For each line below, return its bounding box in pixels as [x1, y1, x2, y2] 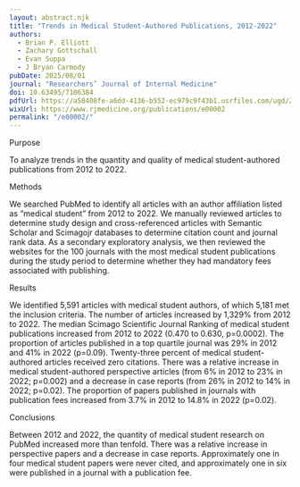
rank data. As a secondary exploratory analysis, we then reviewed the [9, 237, 266, 248]
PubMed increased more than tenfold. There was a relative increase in [9, 439, 268, 449]
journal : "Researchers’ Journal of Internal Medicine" [9, 80, 218, 88]
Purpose [9, 138, 41, 148]
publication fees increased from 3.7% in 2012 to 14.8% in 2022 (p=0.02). [9, 395, 277, 406]
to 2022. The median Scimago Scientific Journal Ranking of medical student [9, 319, 290, 330]
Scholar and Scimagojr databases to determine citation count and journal [9, 227, 279, 238]
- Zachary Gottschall [17, 46, 98, 55]
